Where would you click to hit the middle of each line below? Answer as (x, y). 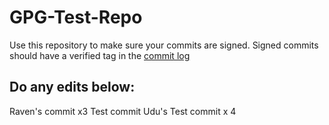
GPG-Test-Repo (76, 17)
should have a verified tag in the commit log (100, 55)
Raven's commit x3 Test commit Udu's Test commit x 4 (123, 111)
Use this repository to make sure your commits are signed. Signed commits (164, 45)
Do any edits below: (72, 87)
